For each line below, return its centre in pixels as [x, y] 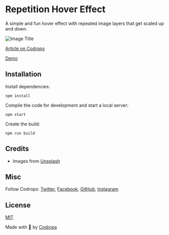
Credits [17, 149]
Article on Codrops [25, 48]
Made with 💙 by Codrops [31, 227]
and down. [16, 28]
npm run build [20, 133]
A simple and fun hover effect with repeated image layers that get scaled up [84, 23]
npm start [16, 114]
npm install [18, 96]
